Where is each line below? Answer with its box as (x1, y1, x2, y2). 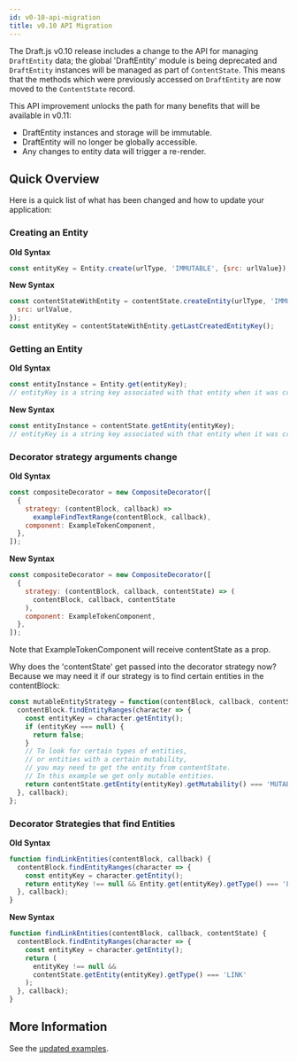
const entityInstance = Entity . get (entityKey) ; (9, 380, 188, 389)
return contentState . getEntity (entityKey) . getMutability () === (25, 779, 263, 789)
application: (9, 205, 52, 215)
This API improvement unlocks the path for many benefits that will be (9, 100, 261, 111)
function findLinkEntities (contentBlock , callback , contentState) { (9, 929, 267, 938)
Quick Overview (9, 171, 100, 186)
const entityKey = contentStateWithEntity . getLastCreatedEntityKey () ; (9, 322, 275, 331)
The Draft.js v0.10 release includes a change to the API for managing (9, 45, 259, 56)
